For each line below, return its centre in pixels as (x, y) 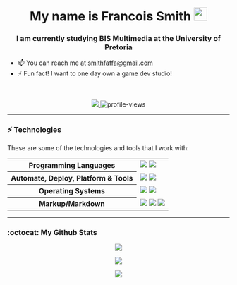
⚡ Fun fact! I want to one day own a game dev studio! (95, 73)
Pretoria (119, 47)
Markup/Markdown (72, 203)
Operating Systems (72, 190)
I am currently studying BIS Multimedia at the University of (119, 39)
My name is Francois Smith (110, 17)
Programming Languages (72, 165)
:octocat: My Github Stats (52, 232)
